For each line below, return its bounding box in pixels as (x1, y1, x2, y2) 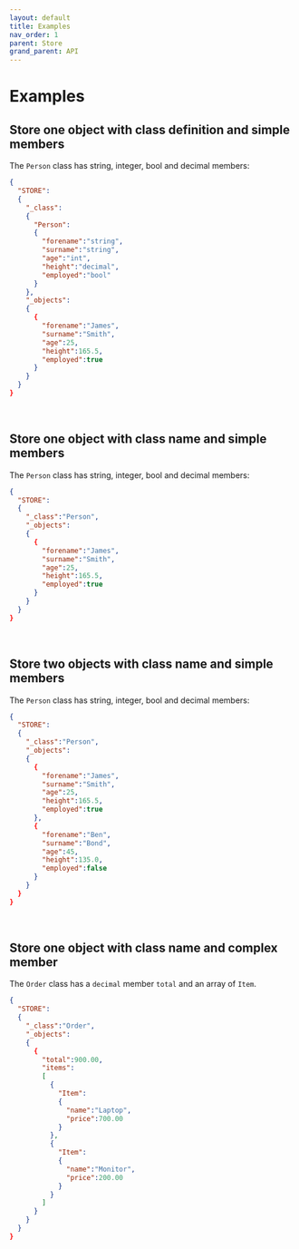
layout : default (9, 13, 71, 23)
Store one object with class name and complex (9, 941, 278, 956)
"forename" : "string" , (42, 237, 124, 246)
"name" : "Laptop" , (66, 1106, 131, 1115)
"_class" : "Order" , (25, 1021, 95, 1030)
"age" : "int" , (42, 254, 92, 263)
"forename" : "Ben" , (42, 830, 111, 839)
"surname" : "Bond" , (42, 838, 111, 848)
